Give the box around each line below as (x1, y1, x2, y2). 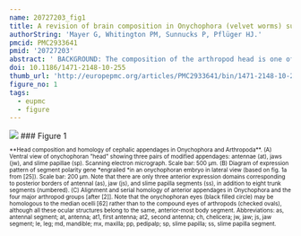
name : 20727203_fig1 (9, 13, 87, 22)
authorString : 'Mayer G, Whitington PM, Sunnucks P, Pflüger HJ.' (9, 30, 262, 39)
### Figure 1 (20, 131, 67, 142)
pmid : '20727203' (9, 47, 74, 56)
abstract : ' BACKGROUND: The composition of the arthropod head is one (9, 55, 282, 64)
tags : (9, 88, 30, 97)
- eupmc (17, 96, 47, 106)
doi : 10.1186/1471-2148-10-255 (9, 64, 126, 73)
